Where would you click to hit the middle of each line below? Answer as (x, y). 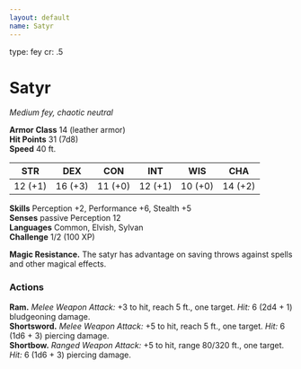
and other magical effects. (58, 264)
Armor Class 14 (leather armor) (67, 130)
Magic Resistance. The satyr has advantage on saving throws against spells (151, 255)
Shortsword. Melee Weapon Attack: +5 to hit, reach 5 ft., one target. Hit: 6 (147, 326)
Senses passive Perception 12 (65, 218)
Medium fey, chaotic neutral (62, 112)
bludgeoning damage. (50, 316)
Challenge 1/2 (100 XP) (53, 237)
